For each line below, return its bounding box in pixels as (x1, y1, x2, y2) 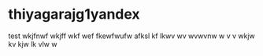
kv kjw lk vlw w (8, 39, 57, 48)
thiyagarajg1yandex (8, 5, 140, 23)
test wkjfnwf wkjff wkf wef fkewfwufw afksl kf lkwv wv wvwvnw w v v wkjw (8, 31, 256, 40)
